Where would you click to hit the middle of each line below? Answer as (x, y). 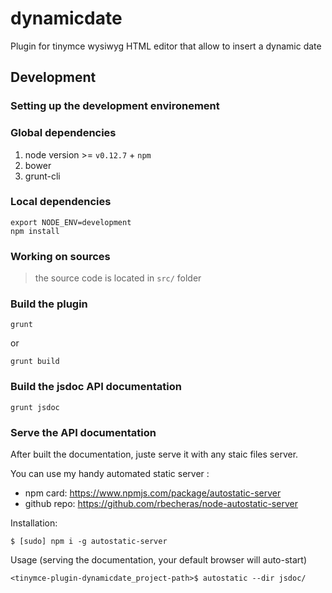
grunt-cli (42, 176)
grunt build (35, 362)
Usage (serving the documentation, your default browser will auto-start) (159, 560)
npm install (35, 231)
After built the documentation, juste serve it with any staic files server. (154, 454)
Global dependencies (63, 133)
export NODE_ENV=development (71, 222)
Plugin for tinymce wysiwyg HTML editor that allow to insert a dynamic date (166, 46)
